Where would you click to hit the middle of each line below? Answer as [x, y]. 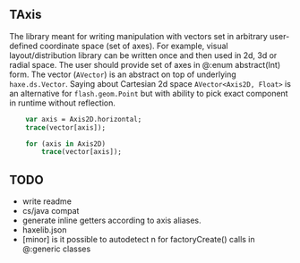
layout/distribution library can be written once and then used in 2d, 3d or [143, 55]
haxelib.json [44, 230]
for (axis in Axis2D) [65, 144]
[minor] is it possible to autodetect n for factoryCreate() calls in [138, 240]
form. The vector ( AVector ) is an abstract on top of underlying [123, 74]
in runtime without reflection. [63, 103]
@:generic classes [56, 249]
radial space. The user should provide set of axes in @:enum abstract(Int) [145, 64]
